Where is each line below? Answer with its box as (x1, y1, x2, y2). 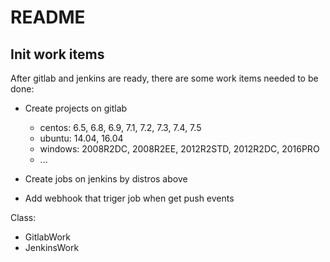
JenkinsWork (24, 242, 80, 253)
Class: (10, 212, 37, 223)
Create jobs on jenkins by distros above (24, 173, 188, 185)
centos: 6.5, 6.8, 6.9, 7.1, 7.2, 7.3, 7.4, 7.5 (39, 122, 202, 133)
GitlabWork (24, 231, 71, 243)
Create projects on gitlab (24, 102, 128, 114)
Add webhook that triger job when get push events (24, 192, 235, 204)
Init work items (10, 46, 105, 63)
